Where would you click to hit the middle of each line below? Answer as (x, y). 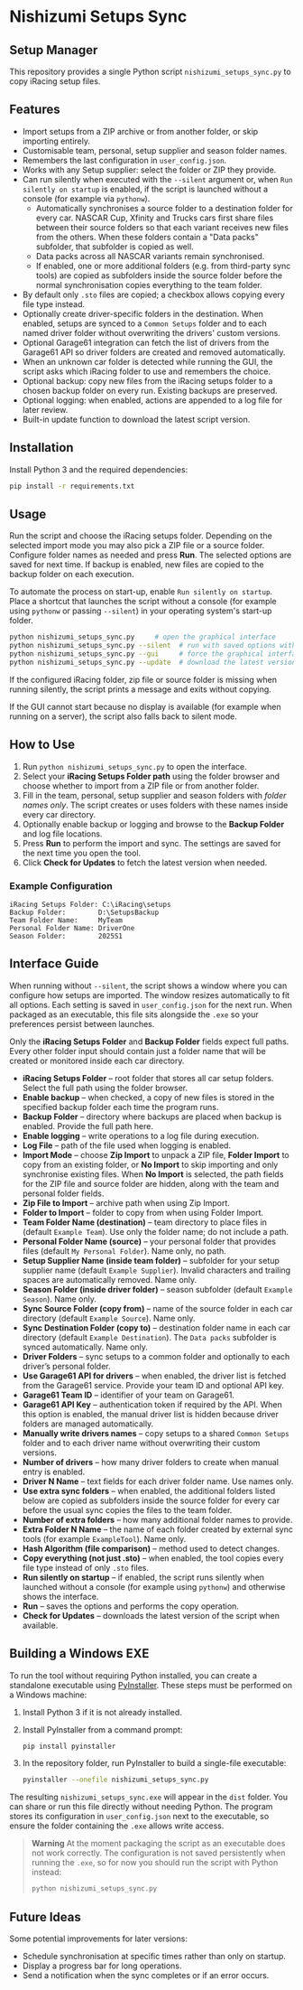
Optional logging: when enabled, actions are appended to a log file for (152, 400)
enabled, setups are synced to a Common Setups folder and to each (145, 323)
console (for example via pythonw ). (86, 198)
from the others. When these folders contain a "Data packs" (147, 237)
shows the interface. (60, 1596)
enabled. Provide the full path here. (87, 1126)
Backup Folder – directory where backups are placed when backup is (152, 1116)
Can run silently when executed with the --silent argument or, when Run (157, 179)
